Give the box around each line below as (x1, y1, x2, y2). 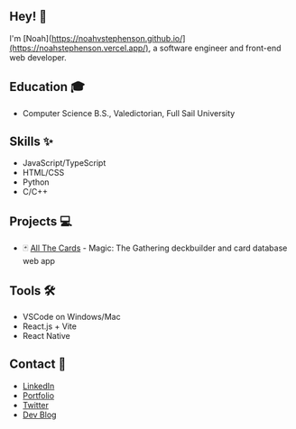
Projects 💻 (9, 214, 72, 229)
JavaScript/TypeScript (22, 158, 106, 169)
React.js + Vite (22, 321, 77, 332)
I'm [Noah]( (9, 32, 52, 43)
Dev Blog (22, 409, 57, 420)
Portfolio (22, 389, 55, 401)
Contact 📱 (9, 357, 67, 372)
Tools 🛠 (9, 283, 56, 298)
